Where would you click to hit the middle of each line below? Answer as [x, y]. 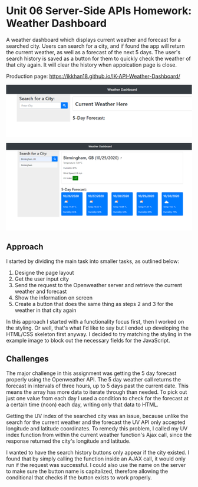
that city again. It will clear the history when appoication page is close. [91, 65]
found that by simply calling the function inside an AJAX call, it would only [96, 459]
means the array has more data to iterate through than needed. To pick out [97, 392]
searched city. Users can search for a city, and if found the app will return [95, 46]
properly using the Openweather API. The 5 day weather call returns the [94, 379]
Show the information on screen [54, 297]
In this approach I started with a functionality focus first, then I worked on [95, 321]
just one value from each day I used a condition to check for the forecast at [97, 398]
